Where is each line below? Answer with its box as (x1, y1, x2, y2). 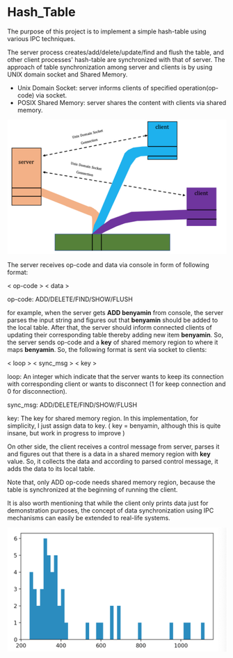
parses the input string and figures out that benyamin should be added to (7, 316, 218, 324)
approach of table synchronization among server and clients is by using (7, 63, 213, 71)
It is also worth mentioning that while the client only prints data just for (7, 499, 209, 508)
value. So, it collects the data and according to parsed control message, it (7, 457, 218, 466)
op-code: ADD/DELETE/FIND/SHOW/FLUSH (7, 295, 134, 303)
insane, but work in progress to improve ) (7, 429, 125, 438)
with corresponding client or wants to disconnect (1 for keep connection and (7, 380, 226, 388)
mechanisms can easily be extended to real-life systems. (7, 514, 170, 522)
